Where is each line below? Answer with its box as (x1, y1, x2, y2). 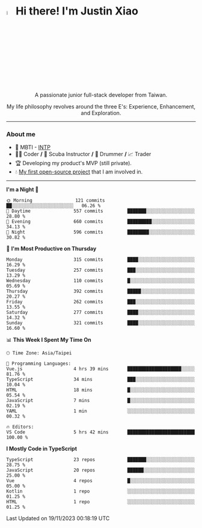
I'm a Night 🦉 (6, 186, 39, 193)
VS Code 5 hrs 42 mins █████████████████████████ (6, 429, 195, 435)
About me (6, 130, 36, 139)
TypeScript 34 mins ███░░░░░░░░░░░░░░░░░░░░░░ (6, 377, 195, 383)
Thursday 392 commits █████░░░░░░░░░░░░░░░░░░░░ (6, 288, 195, 295)
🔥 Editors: (6, 424, 34, 430)
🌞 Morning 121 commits (6, 198, 105, 204)
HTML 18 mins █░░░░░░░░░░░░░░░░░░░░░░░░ (6, 387, 195, 393)
